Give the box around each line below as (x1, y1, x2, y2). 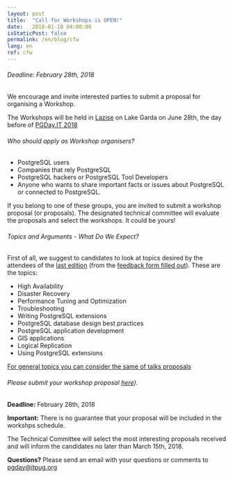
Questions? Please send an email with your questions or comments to (7, 455, 209, 464)
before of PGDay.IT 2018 (7, 121, 78, 129)
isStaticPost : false (7, 29, 67, 37)
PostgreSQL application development (17, 327, 124, 335)
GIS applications (17, 334, 65, 343)
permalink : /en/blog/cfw (7, 36, 79, 43)
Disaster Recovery (17, 290, 70, 298)
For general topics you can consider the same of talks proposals (7, 362, 191, 371)
